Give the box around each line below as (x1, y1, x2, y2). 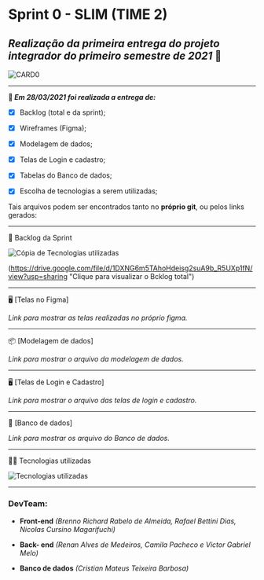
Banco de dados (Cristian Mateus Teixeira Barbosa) (19, 563, 189, 573)
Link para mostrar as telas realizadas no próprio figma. (8, 313, 188, 323)
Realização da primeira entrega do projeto (8, 37, 220, 50)
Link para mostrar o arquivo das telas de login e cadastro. (8, 395, 197, 406)
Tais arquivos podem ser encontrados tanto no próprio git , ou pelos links (8, 202, 245, 211)
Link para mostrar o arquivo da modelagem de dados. (8, 354, 185, 364)
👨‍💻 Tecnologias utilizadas (8, 456, 92, 465)
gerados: (8, 211, 38, 220)
